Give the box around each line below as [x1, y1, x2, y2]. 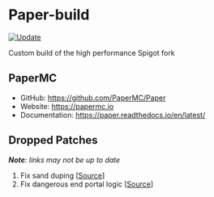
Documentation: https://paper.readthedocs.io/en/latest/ [19, 110, 206, 119]
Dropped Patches [8, 133, 98, 147]
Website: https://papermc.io [19, 101, 114, 111]
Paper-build [8, 6, 90, 24]
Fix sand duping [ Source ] [19, 170, 105, 180]
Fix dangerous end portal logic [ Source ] [19, 179, 154, 189]
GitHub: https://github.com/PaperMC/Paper [19, 93, 166, 103]
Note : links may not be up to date [8, 155, 121, 165]
